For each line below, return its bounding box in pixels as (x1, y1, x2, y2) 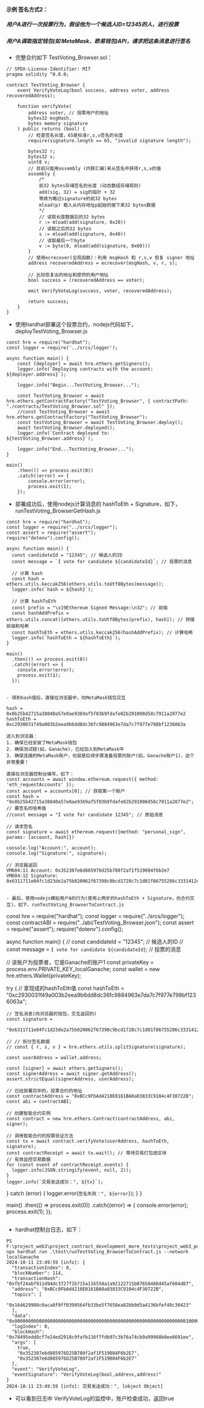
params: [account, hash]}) (6, 834, 75, 840)
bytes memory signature (28, 120, 88, 126)
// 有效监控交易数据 (6, 1156, 51, 1162)
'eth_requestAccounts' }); (6, 781, 75, 788)
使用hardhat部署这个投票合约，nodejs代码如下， (15, 320, 137, 328)
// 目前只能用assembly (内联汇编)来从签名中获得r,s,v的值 (28, 165, 161, 171)
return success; (28, 298, 69, 304)
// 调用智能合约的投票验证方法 (6, 1132, 74, 1139)
